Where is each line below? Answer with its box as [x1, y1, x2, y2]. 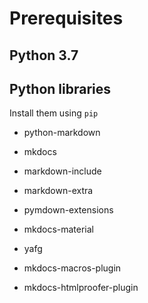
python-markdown [23, 127, 101, 139]
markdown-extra [23, 185, 94, 197]
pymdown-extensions [23, 204, 114, 216]
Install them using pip [9, 107, 99, 119]
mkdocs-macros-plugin [23, 262, 122, 274]
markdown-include [23, 165, 102, 177]
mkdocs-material [23, 223, 95, 236]
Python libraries [9, 80, 112, 97]
